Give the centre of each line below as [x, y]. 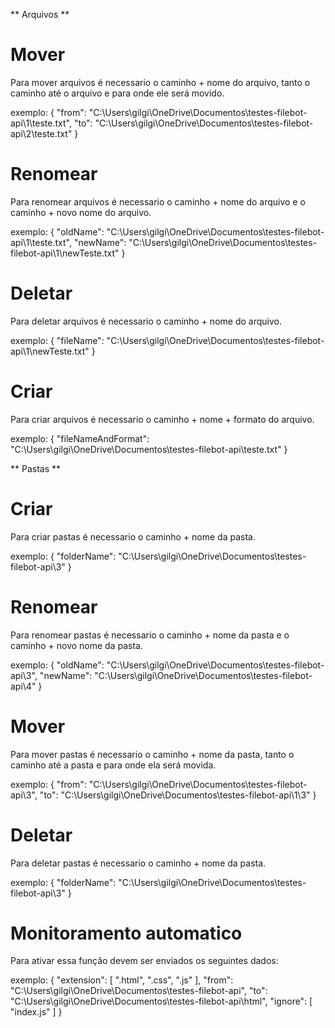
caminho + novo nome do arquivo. [81, 212]
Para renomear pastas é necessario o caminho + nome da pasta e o [150, 635]
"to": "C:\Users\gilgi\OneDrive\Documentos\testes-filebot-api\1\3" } [178, 795]
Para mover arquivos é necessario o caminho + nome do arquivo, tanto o [160, 82]
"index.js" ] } [36, 1012]
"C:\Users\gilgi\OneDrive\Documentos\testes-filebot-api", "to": [139, 991]
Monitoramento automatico [126, 933]
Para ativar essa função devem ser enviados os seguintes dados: [144, 961]
